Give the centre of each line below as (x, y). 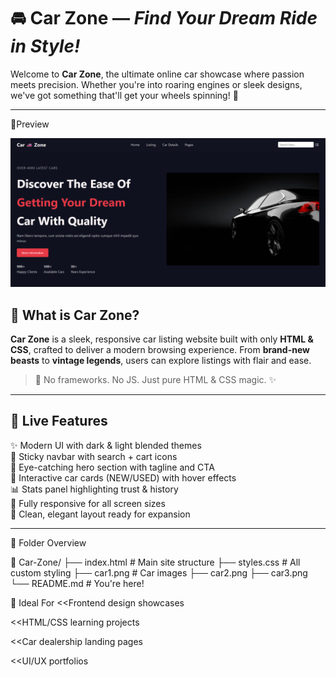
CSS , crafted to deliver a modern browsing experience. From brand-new (160, 349)
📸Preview (30, 124)
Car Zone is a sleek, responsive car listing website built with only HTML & (162, 339)
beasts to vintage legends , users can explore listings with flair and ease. (161, 360)
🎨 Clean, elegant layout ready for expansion (100, 514)
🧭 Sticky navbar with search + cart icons (94, 456)
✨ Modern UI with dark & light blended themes (106, 445)
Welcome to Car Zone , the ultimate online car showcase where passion (157, 74)
